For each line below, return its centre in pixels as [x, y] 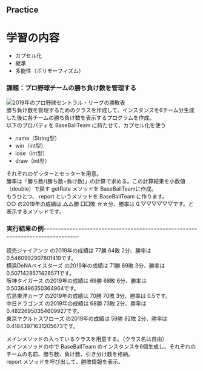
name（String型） [38, 138]
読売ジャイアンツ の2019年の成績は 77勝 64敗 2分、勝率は [79, 250]
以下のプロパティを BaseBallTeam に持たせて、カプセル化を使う [86, 125]
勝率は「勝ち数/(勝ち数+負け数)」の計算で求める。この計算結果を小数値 [96, 181]
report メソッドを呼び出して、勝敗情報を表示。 [65, 361]
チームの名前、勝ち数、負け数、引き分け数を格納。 [70, 354]
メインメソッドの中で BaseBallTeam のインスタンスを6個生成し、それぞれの [101, 346]
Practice [22, 10]
